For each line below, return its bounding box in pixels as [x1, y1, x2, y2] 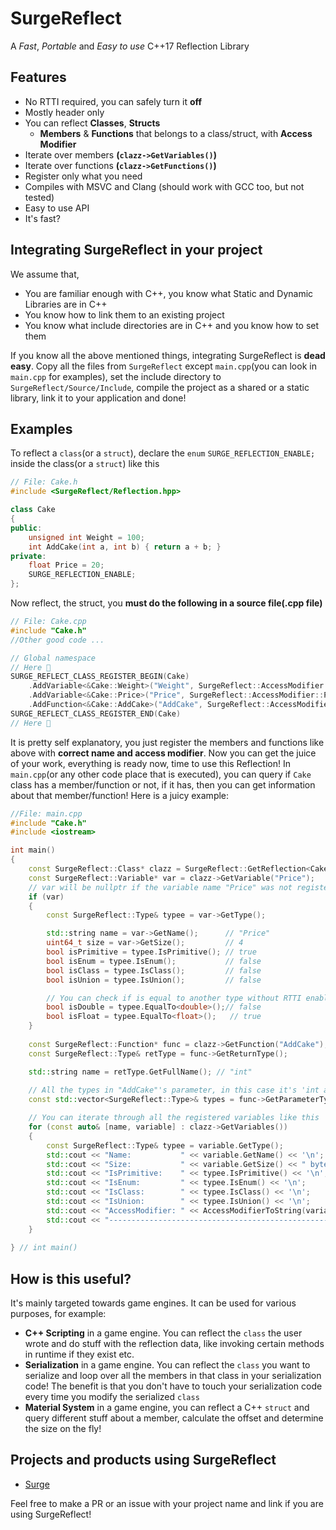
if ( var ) [28, 892, 65, 902]
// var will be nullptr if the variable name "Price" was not [28, 882, 293, 892]
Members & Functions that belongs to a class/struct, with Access [39, 127, 313, 139]
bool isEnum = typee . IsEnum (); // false [46, 956, 262, 966]
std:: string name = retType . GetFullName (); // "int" [28, 1067, 253, 1077]
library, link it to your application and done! [10, 392, 187, 404]
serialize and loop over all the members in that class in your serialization [24, 1370, 322, 1382]
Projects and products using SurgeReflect [10, 1452, 277, 1469]
